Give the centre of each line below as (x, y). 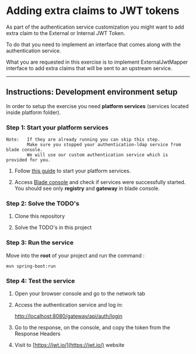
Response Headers (37, 334)
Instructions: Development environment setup (92, 92)
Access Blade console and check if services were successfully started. (100, 182)
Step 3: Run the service (40, 242)
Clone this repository (40, 216)
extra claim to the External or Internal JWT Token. (66, 33)
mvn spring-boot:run (31, 266)
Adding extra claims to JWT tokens (93, 11)
